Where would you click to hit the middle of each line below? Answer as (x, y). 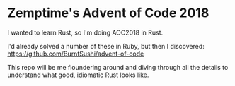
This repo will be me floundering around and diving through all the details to (118, 67)
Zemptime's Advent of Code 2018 (108, 13)
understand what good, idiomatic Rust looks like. (78, 75)
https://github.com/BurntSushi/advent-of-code (76, 54)
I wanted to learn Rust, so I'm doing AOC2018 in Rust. (85, 32)
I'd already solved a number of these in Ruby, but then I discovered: (106, 46)
